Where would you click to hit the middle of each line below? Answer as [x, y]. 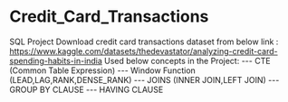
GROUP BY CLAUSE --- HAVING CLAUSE [86, 89]
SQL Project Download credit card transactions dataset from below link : [144, 42]
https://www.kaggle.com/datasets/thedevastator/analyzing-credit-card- [144, 51]
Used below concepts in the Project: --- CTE [187, 60]
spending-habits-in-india [56, 60]
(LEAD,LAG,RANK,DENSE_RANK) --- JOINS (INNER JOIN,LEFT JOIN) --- [144, 79]
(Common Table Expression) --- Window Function [103, 70]
